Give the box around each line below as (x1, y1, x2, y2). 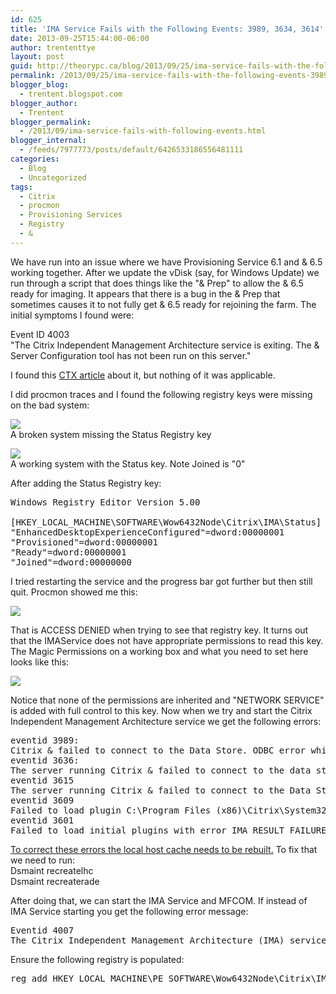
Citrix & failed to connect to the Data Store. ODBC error (10, 744, 307, 756)
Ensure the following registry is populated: (10, 953, 185, 965)
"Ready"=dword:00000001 (10, 546, 127, 558)
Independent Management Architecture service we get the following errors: (10, 715, 322, 727)
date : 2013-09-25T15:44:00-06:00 (10, 33, 150, 43)
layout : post (10, 52, 65, 62)
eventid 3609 (10, 794, 75, 806)
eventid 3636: (10, 754, 80, 766)
